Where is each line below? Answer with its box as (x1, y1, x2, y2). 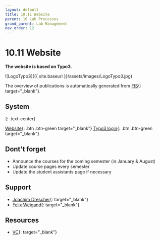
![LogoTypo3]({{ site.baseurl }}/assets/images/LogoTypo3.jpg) (5, 73, 133, 80)
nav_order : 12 (5, 26, 35, 31)
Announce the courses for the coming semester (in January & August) (12, 158, 156, 164)
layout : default (5, 7, 39, 12)
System (5, 102, 30, 111)
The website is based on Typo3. (5, 64, 72, 70)
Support (5, 183, 31, 192)
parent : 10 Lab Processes (5, 16, 58, 21)
